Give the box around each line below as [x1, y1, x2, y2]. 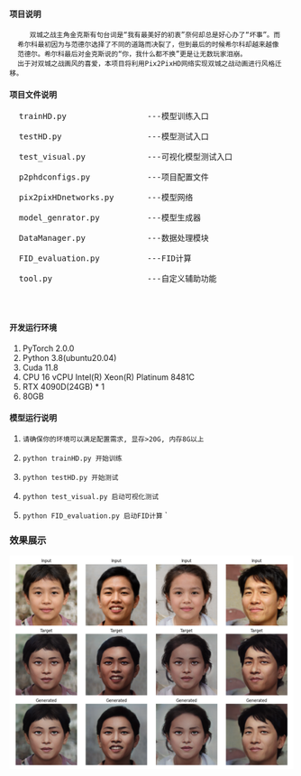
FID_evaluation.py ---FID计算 [18, 254, 192, 263]
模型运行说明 [9, 412, 57, 423]
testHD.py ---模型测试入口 [18, 132, 209, 142]
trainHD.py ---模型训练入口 [18, 111, 209, 122]
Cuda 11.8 [22, 362, 59, 373]
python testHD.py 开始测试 [22, 473, 119, 482]
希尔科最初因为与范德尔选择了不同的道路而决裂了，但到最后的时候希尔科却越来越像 [17, 41, 279, 50]
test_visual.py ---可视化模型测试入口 [18, 152, 233, 162]
